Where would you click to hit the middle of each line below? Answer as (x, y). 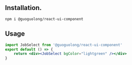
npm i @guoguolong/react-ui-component (44, 19)
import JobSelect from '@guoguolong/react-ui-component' (64, 45)
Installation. (24, 8)
